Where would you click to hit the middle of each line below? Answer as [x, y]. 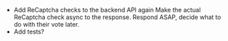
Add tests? [29, 31]
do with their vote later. [46, 24]
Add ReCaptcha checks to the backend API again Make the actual [107, 10]
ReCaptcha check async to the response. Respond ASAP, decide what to [117, 17]
